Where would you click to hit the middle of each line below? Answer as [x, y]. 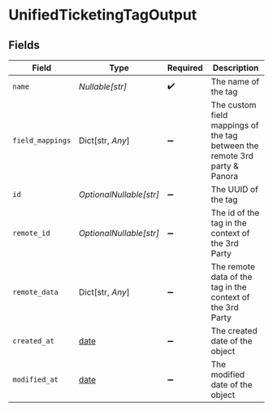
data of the [232, 277]
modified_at [36, 380]
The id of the [235, 213]
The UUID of [234, 189]
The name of [235, 81]
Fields [24, 45]
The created [234, 331]
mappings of [235, 125]
